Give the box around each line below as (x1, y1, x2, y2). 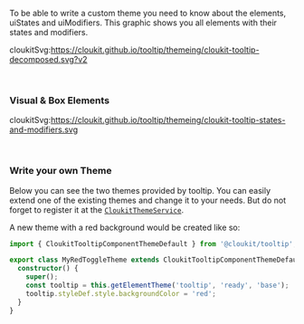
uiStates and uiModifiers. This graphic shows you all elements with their (9, 17, 278, 28)
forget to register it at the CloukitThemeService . (9, 204, 184, 215)
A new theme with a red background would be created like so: (9, 222, 241, 233)
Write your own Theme (9, 165, 112, 177)
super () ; (25, 272, 59, 281)
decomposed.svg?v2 (9, 54, 88, 64)
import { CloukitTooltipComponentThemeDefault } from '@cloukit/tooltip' (9, 239, 294, 248)
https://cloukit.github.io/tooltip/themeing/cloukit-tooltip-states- (50, 115, 286, 126)
